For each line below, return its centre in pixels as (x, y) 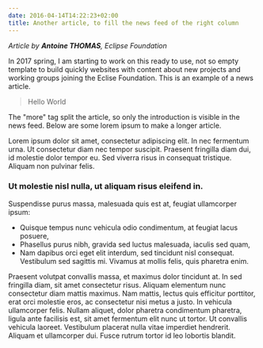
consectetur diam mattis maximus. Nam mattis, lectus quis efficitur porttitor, (132, 293)
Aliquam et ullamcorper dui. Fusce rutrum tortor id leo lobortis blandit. (122, 335)
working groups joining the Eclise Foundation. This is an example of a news (131, 78)
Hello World (47, 101)
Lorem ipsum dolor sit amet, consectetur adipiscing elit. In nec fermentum (129, 140)
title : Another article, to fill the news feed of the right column (124, 23)
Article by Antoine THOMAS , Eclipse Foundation (88, 45)
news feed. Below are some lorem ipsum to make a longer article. (115, 125)
